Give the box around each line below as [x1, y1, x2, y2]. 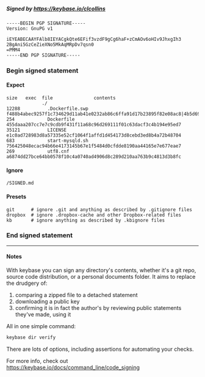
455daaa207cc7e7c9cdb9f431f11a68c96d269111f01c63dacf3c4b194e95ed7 [6, 122, 182, 128]
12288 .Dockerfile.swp [6, 106, 88, 112]
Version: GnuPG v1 [6, 25, 53, 32]
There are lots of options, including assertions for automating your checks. [6, 345, 194, 353]
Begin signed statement [6, 66, 79, 74]
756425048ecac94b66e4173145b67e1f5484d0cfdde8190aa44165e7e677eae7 [6, 143, 182, 149]
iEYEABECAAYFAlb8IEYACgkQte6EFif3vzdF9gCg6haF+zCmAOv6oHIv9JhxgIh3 [6, 36, 182, 42]
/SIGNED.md [6, 180, 34, 186]
